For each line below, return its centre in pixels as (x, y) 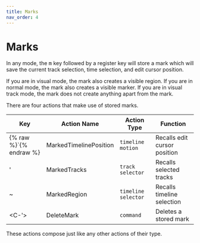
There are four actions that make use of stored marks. (72, 106)
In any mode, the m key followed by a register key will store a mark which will (100, 63)
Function (173, 124)
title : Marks (22, 12)
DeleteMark (62, 216)
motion (129, 148)
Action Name (80, 124)
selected (168, 170)
